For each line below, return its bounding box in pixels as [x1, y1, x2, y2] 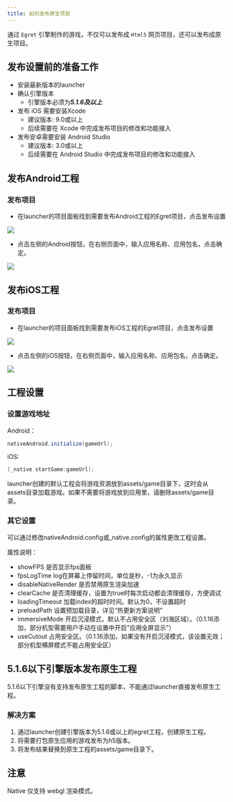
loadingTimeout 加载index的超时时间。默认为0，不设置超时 [17, 597, 187, 605]
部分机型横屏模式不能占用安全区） [17, 640, 115, 649]
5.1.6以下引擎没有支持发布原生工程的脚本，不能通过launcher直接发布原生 [7, 683, 215, 691]
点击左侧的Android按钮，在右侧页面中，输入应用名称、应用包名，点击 [17, 240, 216, 249]
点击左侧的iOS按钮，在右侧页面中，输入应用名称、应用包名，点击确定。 [17, 351, 222, 360]
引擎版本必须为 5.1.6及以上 [27, 98, 103, 106]
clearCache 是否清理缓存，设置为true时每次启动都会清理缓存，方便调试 [17, 588, 222, 597]
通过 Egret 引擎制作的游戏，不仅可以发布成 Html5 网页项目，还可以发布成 [7, 30, 216, 38]
